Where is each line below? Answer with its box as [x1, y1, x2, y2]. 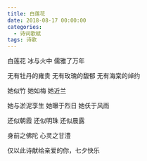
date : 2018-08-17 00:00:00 [7, 17, 87, 24]
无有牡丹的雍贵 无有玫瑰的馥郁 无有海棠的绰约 [7, 72, 141, 80]
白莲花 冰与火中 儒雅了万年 [7, 57, 85, 65]
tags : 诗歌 [7, 37, 37, 44]
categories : [7, 23, 42, 30]
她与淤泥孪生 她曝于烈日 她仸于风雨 [7, 101, 110, 110]
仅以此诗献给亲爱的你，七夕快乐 [7, 146, 100, 155]
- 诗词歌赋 [13, 30, 41, 37]
